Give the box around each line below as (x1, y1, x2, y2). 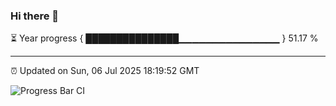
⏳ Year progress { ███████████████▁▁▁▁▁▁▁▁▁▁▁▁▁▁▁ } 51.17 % (10, 32, 319, 44)
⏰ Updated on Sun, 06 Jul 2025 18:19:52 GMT (10, 65, 200, 77)
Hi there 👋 (10, 9, 60, 23)
